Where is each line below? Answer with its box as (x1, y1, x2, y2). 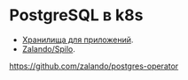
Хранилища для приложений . (21, 34, 134, 45)
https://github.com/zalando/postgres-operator (9, 61, 179, 71)
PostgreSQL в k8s (9, 5, 144, 25)
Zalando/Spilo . (21, 43, 75, 54)
